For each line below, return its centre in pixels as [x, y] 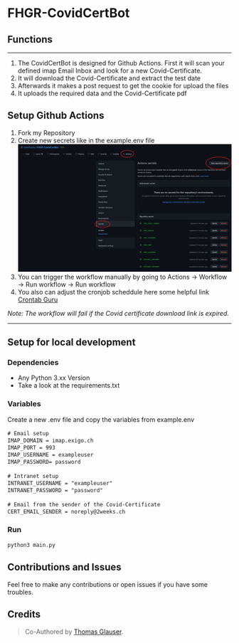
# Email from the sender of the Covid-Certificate [84, 504]
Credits [24, 614]
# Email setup [28, 433]
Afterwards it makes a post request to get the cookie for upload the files [123, 86]
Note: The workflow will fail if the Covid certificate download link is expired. [118, 313]
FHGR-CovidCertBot [69, 13]
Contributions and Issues [65, 567]
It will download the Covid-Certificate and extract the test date [109, 78]
